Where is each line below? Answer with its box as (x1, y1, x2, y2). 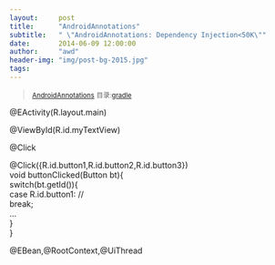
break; (9, 198, 34, 209)
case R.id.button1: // (9, 189, 85, 199)
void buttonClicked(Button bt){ (9, 169, 124, 180)
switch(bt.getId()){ (9, 178, 79, 189)
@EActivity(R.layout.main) (9, 107, 107, 117)
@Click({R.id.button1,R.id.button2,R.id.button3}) (9, 159, 188, 170)
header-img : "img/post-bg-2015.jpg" (9, 56, 148, 65)
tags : (9, 65, 30, 74)
